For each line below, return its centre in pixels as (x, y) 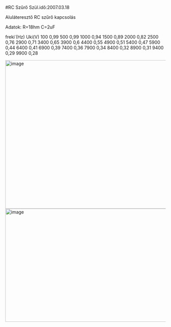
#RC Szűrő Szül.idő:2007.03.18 (37, 7)
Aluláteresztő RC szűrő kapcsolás (40, 17)
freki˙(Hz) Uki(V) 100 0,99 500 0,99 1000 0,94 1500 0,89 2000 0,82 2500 (82, 37)
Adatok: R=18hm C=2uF (30, 27)
